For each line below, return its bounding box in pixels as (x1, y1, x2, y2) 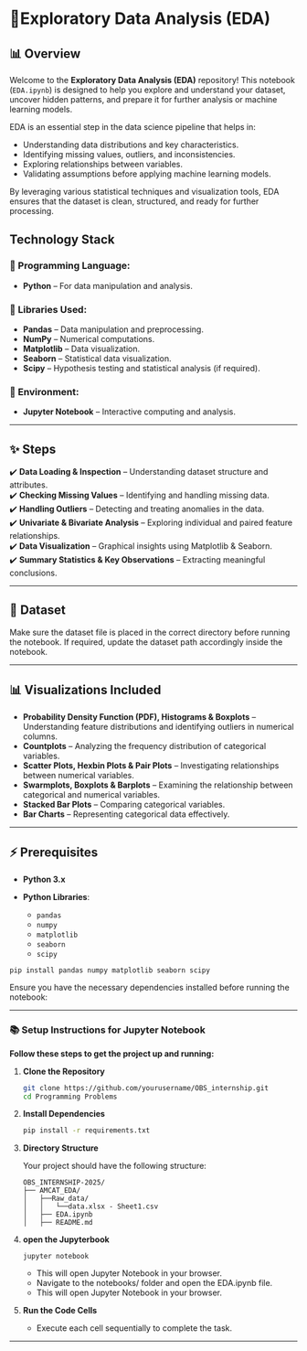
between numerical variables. (22, 769, 135, 780)
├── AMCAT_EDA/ (22, 1186, 81, 1196)
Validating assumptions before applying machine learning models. (22, 168, 271, 179)
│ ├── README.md (22, 1218, 93, 1228)
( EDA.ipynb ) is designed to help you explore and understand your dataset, (9, 84, 286, 95)
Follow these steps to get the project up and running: (9, 1047, 215, 1059)
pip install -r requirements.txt (22, 1126, 151, 1135)
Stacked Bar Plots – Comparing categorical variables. (22, 799, 226, 810)
